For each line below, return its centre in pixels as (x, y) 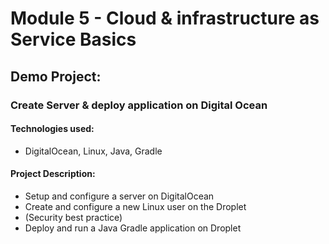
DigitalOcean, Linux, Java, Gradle (93, 151)
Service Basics (73, 39)
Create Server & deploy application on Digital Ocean (139, 105)
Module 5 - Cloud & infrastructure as (165, 18)
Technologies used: (52, 129)
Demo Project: (56, 76)
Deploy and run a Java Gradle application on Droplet (133, 228)
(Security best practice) (73, 217)
